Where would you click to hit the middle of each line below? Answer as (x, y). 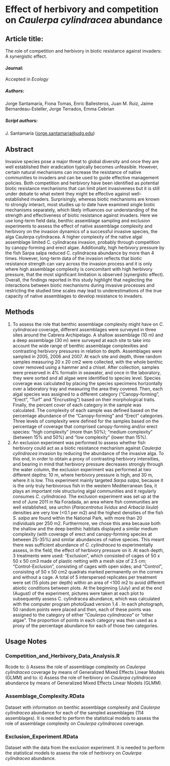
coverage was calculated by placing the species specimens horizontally (88, 383)
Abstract (19, 149)
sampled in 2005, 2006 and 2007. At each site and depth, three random (87, 356)
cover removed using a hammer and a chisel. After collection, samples (86, 367)
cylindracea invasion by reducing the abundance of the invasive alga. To (88, 453)
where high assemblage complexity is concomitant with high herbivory (79, 269)
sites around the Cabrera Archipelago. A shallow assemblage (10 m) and (88, 335)
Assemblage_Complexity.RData (45, 696)
